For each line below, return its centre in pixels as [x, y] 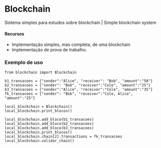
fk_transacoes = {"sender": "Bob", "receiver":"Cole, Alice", [69, 94]
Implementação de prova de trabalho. [49, 50]
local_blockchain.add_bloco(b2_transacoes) [49, 124]
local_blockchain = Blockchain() [38, 107]
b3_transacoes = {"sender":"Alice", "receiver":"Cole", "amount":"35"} [79, 90]
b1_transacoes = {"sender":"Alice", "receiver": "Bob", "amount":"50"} [79, 81]
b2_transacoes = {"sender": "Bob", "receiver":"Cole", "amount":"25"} [78, 85]
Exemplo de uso [24, 63]
